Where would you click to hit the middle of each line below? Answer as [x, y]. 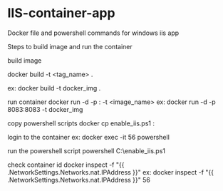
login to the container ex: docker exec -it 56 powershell [88, 137]
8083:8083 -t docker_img [45, 109]
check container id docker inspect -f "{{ [66, 165]
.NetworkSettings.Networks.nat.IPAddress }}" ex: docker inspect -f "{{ [110, 172]
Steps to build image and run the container [70, 46]
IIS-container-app [61, 13]
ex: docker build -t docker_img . [54, 88]
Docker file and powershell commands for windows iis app [93, 33]
